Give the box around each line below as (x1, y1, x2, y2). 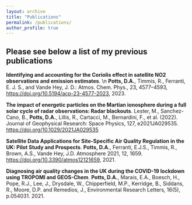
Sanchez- (160, 108, 184, 115)
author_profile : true (6, 25, 59, 31)
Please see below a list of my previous (6, 46, 148, 56)
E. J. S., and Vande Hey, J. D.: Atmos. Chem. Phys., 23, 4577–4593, (6, 84, 168, 91)
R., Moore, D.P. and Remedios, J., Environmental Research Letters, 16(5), (6, 186, 181, 193)
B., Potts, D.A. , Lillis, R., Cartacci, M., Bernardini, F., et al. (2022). (21, 114, 178, 121)
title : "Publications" (6, 14, 61, 20)
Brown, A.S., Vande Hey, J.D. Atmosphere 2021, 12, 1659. (6, 150, 143, 157)
